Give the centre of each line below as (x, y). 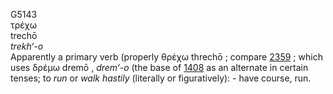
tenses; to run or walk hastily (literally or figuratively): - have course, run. (161, 78)
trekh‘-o (27, 46)
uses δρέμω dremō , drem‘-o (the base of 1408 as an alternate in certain (159, 67)
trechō (24, 35)
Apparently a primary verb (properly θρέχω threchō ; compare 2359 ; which (166, 57)
